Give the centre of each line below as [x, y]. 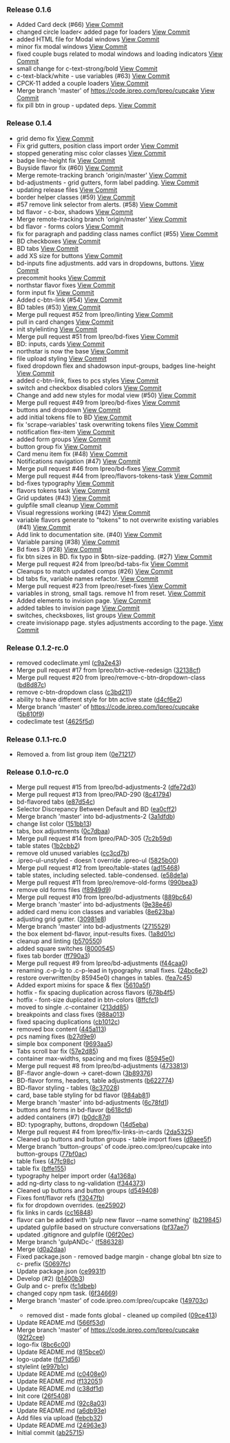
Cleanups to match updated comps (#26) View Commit [95, 571]
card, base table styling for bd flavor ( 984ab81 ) [83, 1095]
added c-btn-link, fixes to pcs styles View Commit [87, 380]
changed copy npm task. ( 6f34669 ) [67, 1293]
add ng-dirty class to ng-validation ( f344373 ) [81, 1183]
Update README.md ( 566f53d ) [61, 1323]
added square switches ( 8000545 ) [66, 949]
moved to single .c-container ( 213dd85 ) [73, 1007]
